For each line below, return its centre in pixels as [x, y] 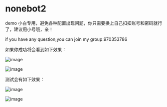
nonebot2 [26, 9]
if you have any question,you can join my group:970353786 [66, 39]
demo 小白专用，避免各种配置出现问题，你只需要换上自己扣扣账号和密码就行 [84, 23]
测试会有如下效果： [25, 79]
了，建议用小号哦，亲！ [29, 29]
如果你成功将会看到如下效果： [36, 49]
